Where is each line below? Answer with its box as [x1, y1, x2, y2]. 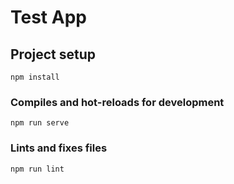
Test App [10, 6, 87, 29]
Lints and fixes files [10, 141, 108, 155]
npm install [10, 72, 60, 82]
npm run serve [10, 118, 70, 128]
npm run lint [10, 164, 65, 174]
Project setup [10, 46, 97, 63]
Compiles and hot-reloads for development [10, 95, 225, 109]
